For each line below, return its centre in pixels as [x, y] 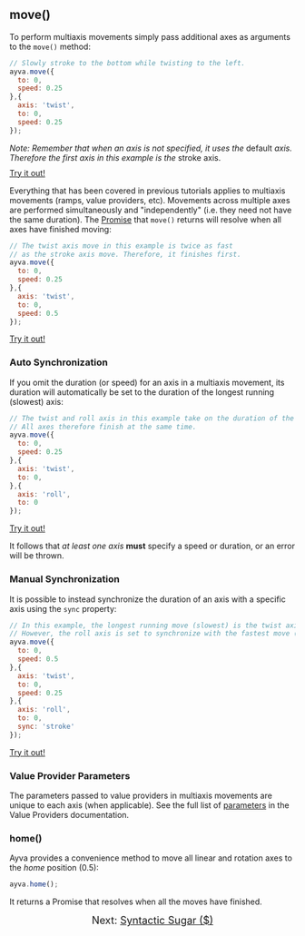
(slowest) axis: [36, 401]
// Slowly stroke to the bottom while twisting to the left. [128, 63]
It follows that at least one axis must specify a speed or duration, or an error [152, 546]
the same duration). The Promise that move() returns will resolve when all [145, 219]
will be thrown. [37, 556]
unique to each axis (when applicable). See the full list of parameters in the [149, 805]
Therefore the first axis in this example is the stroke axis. [115, 157]
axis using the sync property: [63, 608]
